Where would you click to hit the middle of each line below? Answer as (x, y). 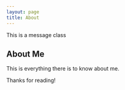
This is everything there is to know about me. (63, 69)
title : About (23, 18)
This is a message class (36, 35)
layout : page (23, 12)
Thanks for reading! (31, 80)
